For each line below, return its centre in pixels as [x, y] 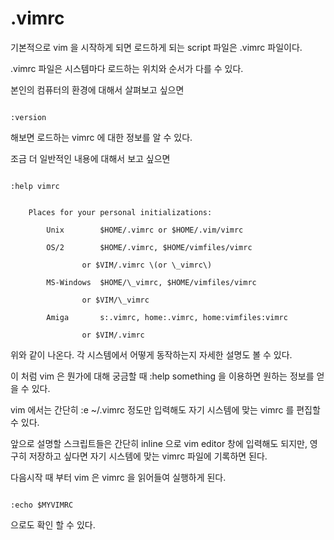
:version [28, 117]
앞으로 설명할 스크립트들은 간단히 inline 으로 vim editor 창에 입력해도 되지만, [159, 443]
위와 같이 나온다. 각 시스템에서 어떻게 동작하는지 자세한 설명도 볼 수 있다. [151, 354]
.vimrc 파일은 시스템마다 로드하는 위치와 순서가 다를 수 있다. [127, 68]
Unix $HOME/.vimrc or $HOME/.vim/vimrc [145, 230]
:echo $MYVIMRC [42, 505]
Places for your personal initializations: [120, 212]
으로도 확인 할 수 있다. [53, 524]
